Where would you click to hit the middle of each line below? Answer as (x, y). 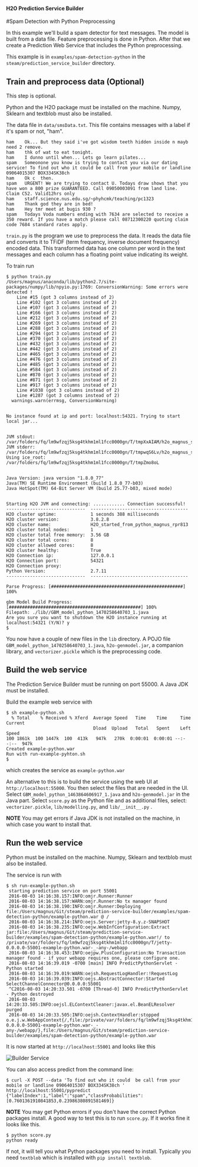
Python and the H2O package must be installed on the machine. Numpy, (94, 107)
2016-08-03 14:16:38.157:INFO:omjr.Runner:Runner (71, 896)
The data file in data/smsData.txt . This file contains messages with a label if (98, 125)
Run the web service (44, 843)
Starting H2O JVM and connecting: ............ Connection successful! (96, 504)
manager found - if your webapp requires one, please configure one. (93, 958)
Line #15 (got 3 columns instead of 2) (66, 298)
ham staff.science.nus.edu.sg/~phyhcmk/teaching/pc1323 (80, 199)
